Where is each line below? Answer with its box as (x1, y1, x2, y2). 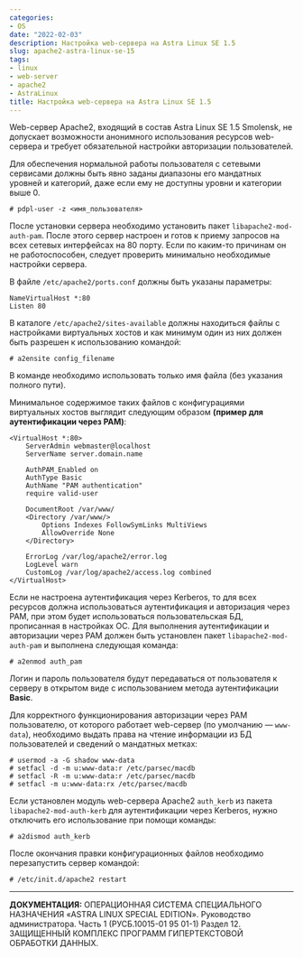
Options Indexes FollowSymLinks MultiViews (41, 521, 207, 530)
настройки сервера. (9, 259, 87, 270)
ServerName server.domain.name (25, 450, 143, 459)
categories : (9, 13, 54, 23)
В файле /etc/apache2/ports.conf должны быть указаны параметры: (9, 276, 272, 287)
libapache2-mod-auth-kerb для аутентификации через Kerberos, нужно (9, 805, 278, 816)
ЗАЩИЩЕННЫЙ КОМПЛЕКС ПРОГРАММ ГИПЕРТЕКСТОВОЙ (9, 928, 243, 939)
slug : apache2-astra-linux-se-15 (9, 47, 135, 56)
